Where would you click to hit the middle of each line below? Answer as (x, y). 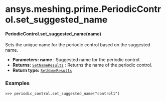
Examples (18, 83)
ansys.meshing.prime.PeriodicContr (83, 9)
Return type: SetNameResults (42, 70)
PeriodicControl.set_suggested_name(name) (53, 34)
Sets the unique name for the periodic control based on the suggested (78, 45)
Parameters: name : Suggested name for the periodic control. (76, 60)
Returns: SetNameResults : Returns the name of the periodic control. (82, 65)
